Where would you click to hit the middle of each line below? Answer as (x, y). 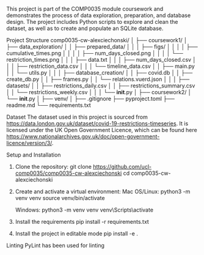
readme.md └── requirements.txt (49, 105)
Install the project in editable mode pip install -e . (77, 234)
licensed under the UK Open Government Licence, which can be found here (102, 130)
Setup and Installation (34, 155)
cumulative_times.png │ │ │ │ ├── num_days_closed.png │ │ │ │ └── (95, 53)
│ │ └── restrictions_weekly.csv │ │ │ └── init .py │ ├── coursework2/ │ (99, 92)
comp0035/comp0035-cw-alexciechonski (68, 173)
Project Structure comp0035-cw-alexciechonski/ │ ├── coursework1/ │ (97, 40)
